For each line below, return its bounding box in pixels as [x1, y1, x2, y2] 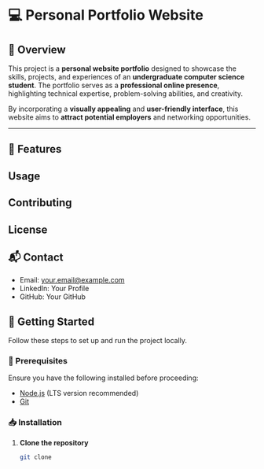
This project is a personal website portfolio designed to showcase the [8, 64, 237, 73]
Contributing [8, 196, 72, 209]
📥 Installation [8, 417, 63, 428]
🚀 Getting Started [8, 315, 95, 328]
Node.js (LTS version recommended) [19, 389, 139, 398]
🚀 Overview [8, 42, 66, 56]
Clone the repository [19, 438, 89, 447]
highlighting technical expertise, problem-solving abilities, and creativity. [8, 89, 244, 98]
